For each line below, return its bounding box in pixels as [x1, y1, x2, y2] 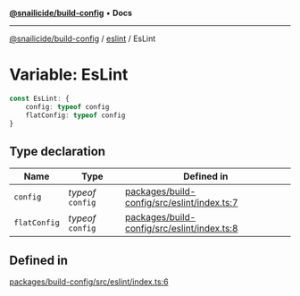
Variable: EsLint [9, 64, 129, 85]
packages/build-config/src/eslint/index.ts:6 [9, 276, 169, 287]
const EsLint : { [9, 94, 70, 103]
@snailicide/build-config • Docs [9, 8, 132, 18]
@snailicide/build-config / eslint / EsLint [9, 33, 156, 44]
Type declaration [9, 143, 105, 159]
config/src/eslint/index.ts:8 [124, 223, 238, 235]
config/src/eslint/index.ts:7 [124, 197, 238, 209]
